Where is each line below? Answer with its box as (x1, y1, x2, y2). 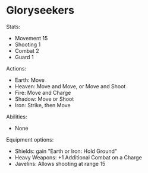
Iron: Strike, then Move (14, 101, 71, 108)
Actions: (6, 65, 27, 72)
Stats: (6, 23, 21, 30)
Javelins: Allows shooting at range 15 (14, 160, 106, 167)
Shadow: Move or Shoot (14, 95, 74, 102)
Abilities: (6, 113, 27, 120)
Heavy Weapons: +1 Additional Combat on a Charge (14, 153, 143, 161)
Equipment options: (6, 136, 54, 143)
